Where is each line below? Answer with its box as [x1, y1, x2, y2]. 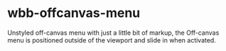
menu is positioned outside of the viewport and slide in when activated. [7, 35, 217, 44]
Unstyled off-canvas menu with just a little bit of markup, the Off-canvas [7, 28, 220, 37]
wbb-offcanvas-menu [7, 5, 141, 21]
